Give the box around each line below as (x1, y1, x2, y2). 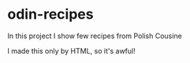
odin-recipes (7, 5, 94, 23)
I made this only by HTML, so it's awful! (7, 46, 136, 55)
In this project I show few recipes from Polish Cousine (7, 31, 182, 40)
